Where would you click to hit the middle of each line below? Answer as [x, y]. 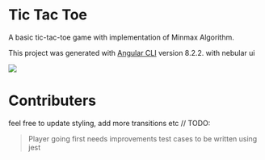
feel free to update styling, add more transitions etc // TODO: [109, 123]
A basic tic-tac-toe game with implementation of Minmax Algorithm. [121, 37]
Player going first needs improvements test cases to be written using [143, 138]
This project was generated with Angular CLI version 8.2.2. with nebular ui [132, 53]
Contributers [53, 101]
